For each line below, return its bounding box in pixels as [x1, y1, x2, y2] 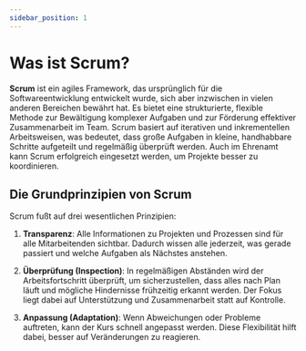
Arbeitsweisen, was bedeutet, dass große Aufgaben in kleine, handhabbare [9, 131, 292, 142]
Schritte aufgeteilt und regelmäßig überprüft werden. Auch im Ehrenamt [9, 140, 279, 151]
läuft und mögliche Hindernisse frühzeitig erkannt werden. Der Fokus [22, 284, 282, 296]
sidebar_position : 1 [9, 13, 88, 23]
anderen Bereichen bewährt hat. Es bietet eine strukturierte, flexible [9, 102, 264, 113]
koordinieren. [9, 160, 59, 171]
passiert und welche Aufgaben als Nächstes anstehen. [22, 248, 228, 259]
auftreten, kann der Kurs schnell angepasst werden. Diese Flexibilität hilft [22, 322, 297, 333]
